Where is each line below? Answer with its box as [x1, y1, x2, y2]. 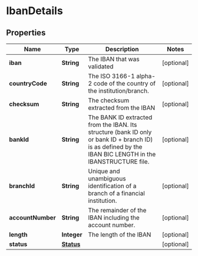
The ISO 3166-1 [88, 72, 136, 80]
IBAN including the [88, 214, 140, 222]
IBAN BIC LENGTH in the [88, 150, 156, 158]
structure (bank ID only [88, 128, 152, 136]
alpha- [136, 72, 156, 80]
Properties [6, 28, 46, 38]
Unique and [88, 167, 120, 175]
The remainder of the [88, 206, 147, 214]
